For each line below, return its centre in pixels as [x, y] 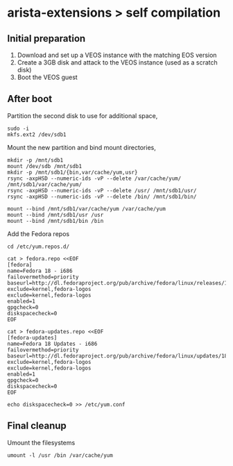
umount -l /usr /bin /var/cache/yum [60, 455]
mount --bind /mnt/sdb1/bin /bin [55, 221]
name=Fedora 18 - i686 [40, 271]
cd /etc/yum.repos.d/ [38, 247]
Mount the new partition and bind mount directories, [81, 147]
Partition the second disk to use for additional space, [83, 115]
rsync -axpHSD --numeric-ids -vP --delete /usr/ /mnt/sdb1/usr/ [102, 190]
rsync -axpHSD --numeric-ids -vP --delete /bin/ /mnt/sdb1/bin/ [102, 197]
